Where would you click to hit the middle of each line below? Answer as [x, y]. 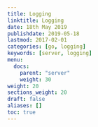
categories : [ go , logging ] [47, 47]
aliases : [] [24, 106]
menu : [15, 60]
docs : [22, 66]
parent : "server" [45, 73]
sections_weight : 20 [37, 92]
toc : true [22, 112]
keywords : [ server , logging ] [50, 54]
